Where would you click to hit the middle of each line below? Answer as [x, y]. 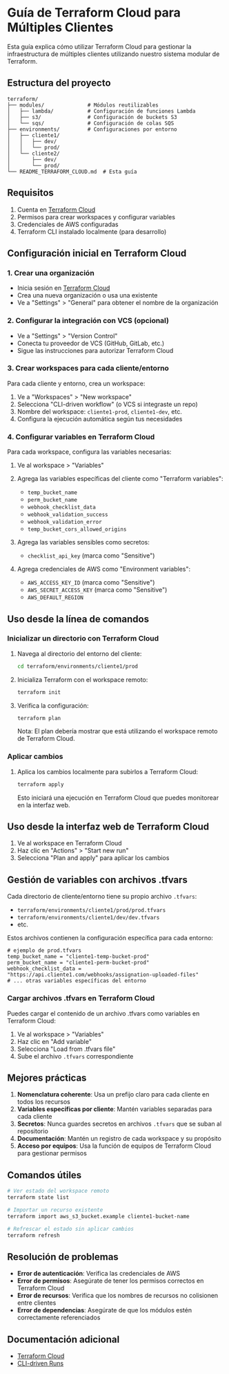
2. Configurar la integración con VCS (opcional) [88, 321]
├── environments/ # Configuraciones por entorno [92, 129]
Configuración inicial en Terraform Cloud [97, 253]
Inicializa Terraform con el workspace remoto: [82, 679]
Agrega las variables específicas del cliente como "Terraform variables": [120, 479]
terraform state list [38, 1198]
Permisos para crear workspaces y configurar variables [96, 217]
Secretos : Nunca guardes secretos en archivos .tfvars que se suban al [119, 1124]
